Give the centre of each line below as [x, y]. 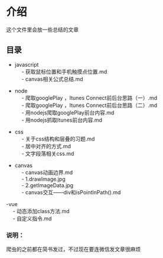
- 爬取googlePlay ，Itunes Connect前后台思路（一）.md [89, 97]
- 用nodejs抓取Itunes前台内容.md [62, 120]
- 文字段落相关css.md [48, 154]
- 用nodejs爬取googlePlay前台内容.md [68, 112]
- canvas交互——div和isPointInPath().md [71, 192]
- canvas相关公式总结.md [53, 79]
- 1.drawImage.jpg [44, 179]
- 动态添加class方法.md [41, 211]
